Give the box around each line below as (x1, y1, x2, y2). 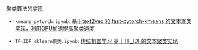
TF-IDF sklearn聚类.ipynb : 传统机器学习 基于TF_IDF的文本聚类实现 (14, 38, 178, 44)
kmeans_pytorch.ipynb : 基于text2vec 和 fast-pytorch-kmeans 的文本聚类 (14, 18, 192, 25)
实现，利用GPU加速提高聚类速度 (14, 25, 95, 32)
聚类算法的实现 (6, 5, 43, 12)
